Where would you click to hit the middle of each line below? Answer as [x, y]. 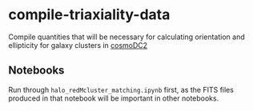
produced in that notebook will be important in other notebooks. [114, 98]
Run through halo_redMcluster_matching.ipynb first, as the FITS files [121, 89]
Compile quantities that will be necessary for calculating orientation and [127, 37]
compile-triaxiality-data [89, 15]
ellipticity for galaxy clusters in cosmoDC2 [78, 45]
